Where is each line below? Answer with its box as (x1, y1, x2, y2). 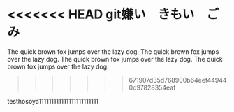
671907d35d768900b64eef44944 (129, 76, 227, 84)
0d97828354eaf (129, 83, 176, 92)
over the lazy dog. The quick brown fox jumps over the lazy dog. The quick (7, 55, 224, 63)
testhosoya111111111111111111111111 (7, 97, 99, 105)
